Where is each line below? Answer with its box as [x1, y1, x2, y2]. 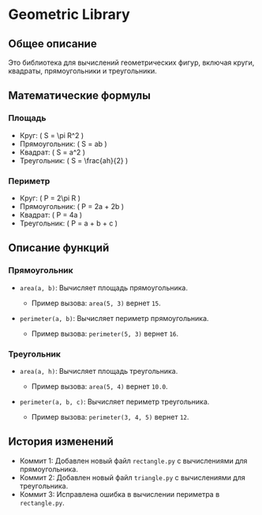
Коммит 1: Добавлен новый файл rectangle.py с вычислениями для [19, 456, 248, 465]
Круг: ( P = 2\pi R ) [19, 193, 81, 203]
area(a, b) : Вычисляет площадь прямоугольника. [19, 282, 188, 293]
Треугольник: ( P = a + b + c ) [19, 218, 118, 228]
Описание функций [8, 241, 110, 255]
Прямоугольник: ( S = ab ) [19, 139, 108, 148]
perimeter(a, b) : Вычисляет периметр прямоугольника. [19, 313, 209, 323]
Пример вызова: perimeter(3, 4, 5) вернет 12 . [31, 412, 189, 421]
